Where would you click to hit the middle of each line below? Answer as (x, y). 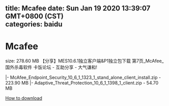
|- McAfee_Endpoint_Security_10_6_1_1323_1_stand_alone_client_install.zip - (83, 77)
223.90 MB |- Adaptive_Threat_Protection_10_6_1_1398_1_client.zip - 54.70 (82, 83)
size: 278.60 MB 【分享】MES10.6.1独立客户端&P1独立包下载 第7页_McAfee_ (84, 61)
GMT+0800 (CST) (34, 17)
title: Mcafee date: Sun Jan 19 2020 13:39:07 (78, 8)
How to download (24, 98)
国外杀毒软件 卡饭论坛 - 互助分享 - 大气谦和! (51, 67)
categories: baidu (34, 24)
